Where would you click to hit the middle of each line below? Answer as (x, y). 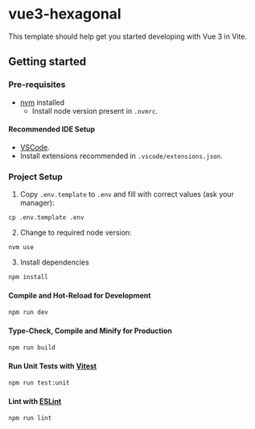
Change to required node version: (76, 233)
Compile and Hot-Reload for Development (80, 295)
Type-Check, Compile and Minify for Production (90, 331)
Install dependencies (55, 262)
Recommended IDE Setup (52, 129)
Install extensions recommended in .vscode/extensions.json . (121, 156)
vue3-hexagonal (65, 14)
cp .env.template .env (46, 218)
